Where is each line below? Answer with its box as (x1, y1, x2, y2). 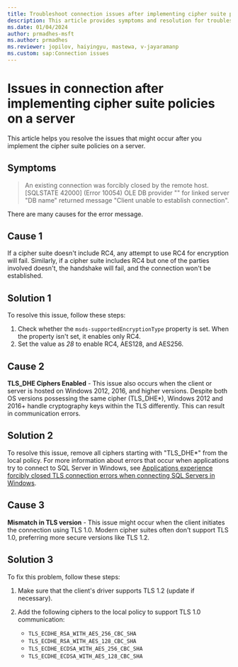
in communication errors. (7, 409, 81, 418)
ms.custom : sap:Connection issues (7, 50, 110, 57)
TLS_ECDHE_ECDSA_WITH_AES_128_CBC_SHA (28, 653, 143, 660)
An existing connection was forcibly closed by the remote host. (24, 181, 209, 189)
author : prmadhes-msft (7, 30, 74, 38)
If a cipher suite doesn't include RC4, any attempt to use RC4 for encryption (7, 249, 229, 257)
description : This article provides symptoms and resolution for (7, 17, 204, 24)
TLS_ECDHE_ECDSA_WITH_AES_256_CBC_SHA (28, 645, 143, 652)
